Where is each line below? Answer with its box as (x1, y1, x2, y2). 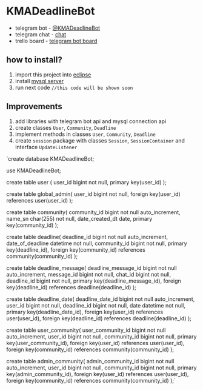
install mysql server (15, 77, 64, 84)
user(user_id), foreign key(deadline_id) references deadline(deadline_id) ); (6, 314, 192, 322)
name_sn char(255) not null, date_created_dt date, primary (6, 215, 153, 222)
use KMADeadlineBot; (6, 167, 61, 174)
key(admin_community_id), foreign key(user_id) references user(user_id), (6, 370, 189, 377)
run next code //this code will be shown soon (15, 84, 133, 91)
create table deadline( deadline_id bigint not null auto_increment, (6, 233, 168, 240)
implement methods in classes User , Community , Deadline (15, 130, 156, 138)
